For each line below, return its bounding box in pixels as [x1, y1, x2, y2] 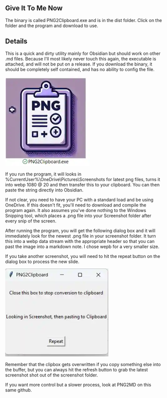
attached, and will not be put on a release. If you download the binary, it [5, 61, 153, 67]
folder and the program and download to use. [5, 22, 99, 28]
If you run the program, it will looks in [5, 171, 82, 177]
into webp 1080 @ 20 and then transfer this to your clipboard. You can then [5, 181, 160, 187]
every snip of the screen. [5, 217, 57, 224]
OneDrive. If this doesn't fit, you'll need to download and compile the [5, 202, 147, 208]
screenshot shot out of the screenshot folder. [5, 372, 98, 378]
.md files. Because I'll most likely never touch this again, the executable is [5, 55, 157, 61]
